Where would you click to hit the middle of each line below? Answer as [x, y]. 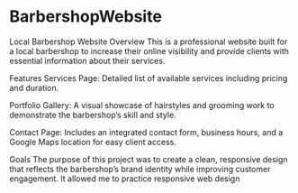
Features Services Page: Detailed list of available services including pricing [149, 78]
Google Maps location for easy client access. [93, 142]
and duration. [34, 87]
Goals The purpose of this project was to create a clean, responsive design [149, 159]
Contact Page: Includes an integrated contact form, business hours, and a [146, 132]
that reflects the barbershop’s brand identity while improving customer [140, 169]
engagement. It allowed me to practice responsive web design [125, 179]
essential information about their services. [87, 60]
